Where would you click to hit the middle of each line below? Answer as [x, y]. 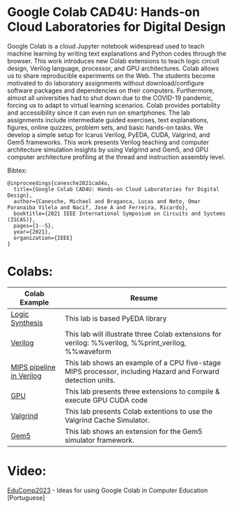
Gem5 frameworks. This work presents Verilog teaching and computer [108, 142]
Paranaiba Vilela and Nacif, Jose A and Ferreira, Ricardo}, [98, 207]
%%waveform [88, 351]
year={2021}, [32, 232]
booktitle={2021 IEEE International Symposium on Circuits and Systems [120, 213]
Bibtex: [17, 170]
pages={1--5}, [34, 226]
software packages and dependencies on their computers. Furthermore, [111, 90]
